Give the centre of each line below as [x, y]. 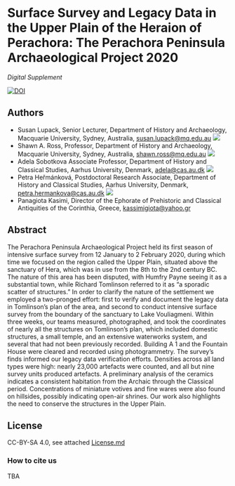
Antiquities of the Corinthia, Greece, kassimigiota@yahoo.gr [104, 208]
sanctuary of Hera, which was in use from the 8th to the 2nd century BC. [112, 269]
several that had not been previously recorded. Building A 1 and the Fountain [117, 344]
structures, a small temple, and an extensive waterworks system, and [107, 336]
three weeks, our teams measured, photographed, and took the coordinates [117, 322]
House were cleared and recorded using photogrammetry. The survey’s [110, 351]
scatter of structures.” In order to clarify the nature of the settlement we [111, 291]
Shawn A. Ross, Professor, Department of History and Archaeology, [115, 145]
